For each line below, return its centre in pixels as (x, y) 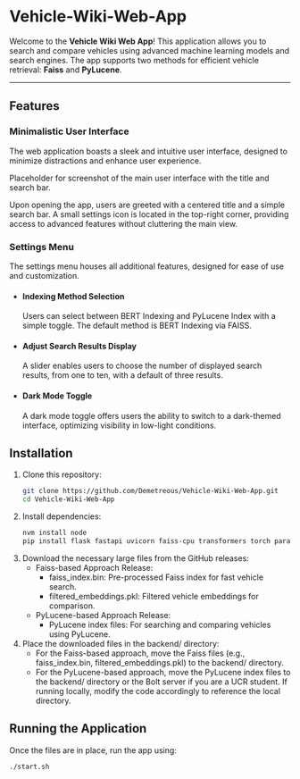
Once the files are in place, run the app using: (93, 750)
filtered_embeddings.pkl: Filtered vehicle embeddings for (154, 596)
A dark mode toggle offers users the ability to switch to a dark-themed (151, 415)
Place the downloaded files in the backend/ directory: (121, 643)
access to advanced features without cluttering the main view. (124, 223)
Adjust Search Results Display (79, 346)
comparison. (72, 606)
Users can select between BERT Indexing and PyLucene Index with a (149, 316)
